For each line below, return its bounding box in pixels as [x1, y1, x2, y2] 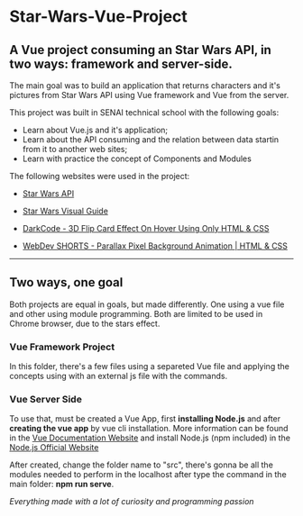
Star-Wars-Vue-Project [9, 6, 188, 27]
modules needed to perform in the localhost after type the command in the [9, 469, 287, 480]
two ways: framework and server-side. [9, 56, 233, 71]
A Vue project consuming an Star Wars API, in [9, 42, 272, 58]
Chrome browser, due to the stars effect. [9, 318, 161, 329]
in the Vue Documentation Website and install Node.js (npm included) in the [9, 432, 291, 443]
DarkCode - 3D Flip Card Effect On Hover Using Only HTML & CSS [22, 223, 270, 233]
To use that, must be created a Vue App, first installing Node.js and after [9, 413, 281, 424]
